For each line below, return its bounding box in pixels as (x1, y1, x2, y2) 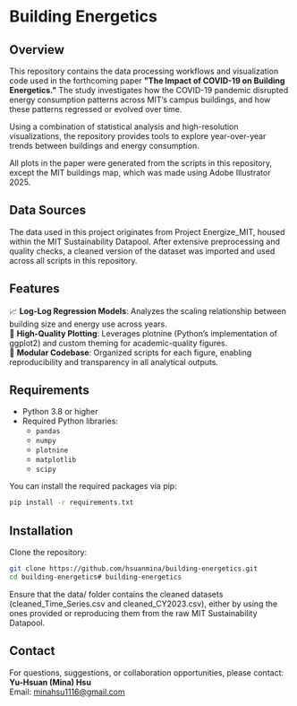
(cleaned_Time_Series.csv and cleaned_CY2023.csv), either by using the (9, 598, 278, 609)
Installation (9, 523, 73, 538)
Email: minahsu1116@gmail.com (9, 686, 125, 697)
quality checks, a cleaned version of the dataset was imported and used (9, 245, 276, 257)
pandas (35, 427, 61, 436)
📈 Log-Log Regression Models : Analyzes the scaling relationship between (9, 305, 287, 316)
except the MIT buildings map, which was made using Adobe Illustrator (9, 168, 271, 178)
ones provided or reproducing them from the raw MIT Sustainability (9, 607, 258, 618)
